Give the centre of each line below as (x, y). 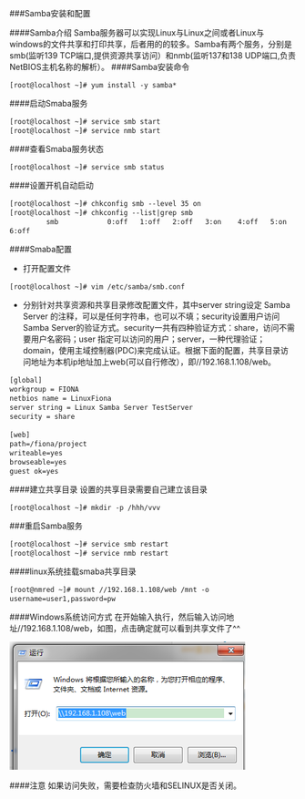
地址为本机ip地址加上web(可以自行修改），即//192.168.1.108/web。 (153, 362)
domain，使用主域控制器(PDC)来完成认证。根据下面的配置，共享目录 (152, 350)
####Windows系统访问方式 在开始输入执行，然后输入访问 (118, 617)
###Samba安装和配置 (50, 13)
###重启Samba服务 (46, 526)
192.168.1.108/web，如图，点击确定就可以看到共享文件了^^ (132, 628)
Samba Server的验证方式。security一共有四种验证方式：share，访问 (151, 328)
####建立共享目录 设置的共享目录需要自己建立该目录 (108, 489)
